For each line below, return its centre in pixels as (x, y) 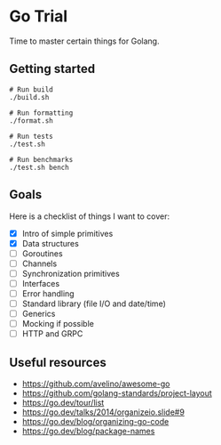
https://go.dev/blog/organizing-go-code (95, 422)
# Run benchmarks (41, 159)
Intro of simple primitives (67, 233)
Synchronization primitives (71, 273)
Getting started (52, 69)
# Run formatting (41, 113)
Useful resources (58, 362)
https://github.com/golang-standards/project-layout (117, 393)
